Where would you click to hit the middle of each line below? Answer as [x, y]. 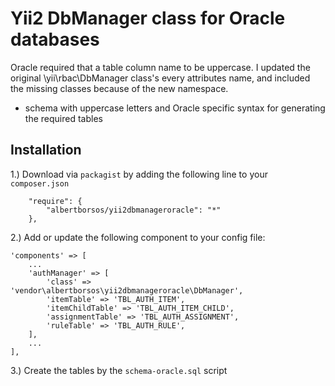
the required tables [63, 118]
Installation [46, 150]
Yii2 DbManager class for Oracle [148, 18]
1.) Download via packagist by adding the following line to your [139, 174]
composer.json [40, 183]
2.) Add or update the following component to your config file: [138, 237]
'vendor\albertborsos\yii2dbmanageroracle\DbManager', [127, 290]
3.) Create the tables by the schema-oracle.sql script [119, 370]
